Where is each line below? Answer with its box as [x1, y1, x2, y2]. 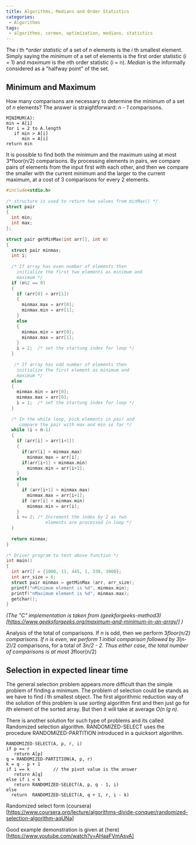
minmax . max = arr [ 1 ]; [21, 335, 75, 340]
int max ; [11, 220, 33, 226]
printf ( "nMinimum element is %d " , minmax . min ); [11, 585, 130, 591]
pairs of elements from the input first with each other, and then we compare [6, 163, 189, 171]
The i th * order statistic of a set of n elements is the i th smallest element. [6, 46, 183, 53]
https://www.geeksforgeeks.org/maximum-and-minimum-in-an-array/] [8, 618, 180, 625]
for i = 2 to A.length [6, 125, 61, 131]
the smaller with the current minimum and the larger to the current [6, 169, 166, 176]
